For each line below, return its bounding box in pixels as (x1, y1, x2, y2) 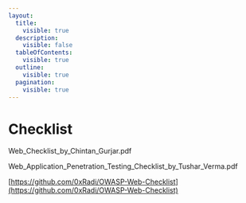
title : (15, 19, 37, 27)
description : (15, 33, 59, 42)
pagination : (15, 78, 56, 86)
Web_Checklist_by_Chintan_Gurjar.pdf (8, 146, 132, 156)
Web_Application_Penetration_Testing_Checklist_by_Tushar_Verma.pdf (8, 162, 238, 171)
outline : (15, 64, 45, 72)
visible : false (22, 41, 73, 49)
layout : (8, 11, 34, 20)
